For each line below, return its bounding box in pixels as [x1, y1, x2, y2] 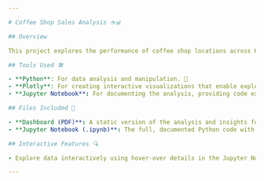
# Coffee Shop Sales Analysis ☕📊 [8, 18, 122, 26]
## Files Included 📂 [8, 104, 76, 112]
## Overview [8, 32, 47, 40]
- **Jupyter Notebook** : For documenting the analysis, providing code [8, 90, 247, 98]
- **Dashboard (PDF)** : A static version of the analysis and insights [8, 118, 247, 126]
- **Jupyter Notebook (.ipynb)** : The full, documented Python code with [8, 125, 255, 134]
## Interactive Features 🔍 [8, 139, 99, 148]
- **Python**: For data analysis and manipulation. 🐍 [8, 76, 189, 83]
